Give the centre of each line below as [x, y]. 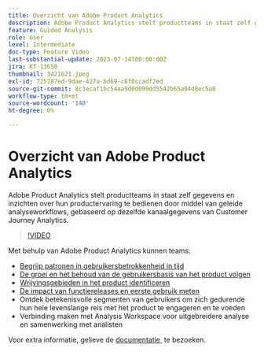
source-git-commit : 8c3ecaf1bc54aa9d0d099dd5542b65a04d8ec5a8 [112, 89]
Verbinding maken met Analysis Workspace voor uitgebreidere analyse [134, 316]
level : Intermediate [42, 45]
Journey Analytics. [38, 220]
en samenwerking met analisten [71, 324]
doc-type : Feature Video [49, 52]
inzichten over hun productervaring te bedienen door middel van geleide [126, 203]
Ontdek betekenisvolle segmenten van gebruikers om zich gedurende [132, 299]
